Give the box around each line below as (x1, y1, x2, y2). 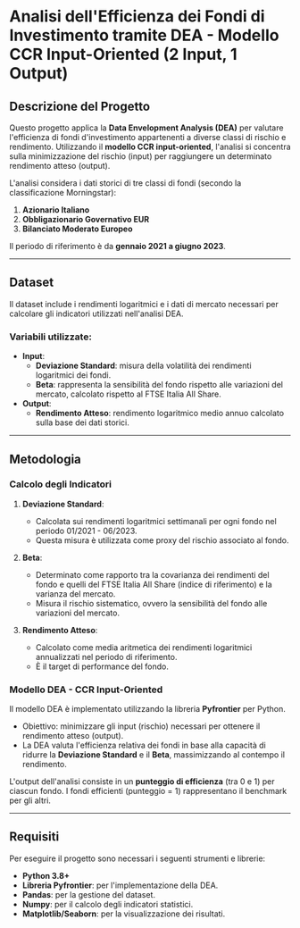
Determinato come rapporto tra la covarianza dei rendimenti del (35, 569, 270, 580)
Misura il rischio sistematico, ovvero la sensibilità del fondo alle (35, 598, 268, 608)
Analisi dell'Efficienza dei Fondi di (9, 6, 265, 27)
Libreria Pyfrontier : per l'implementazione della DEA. (21, 880, 219, 890)
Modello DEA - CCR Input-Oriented (9, 683, 163, 696)
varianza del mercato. (35, 588, 116, 599)
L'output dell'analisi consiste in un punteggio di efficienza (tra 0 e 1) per (9, 776, 275, 787)
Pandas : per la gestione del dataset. (21, 889, 156, 899)
